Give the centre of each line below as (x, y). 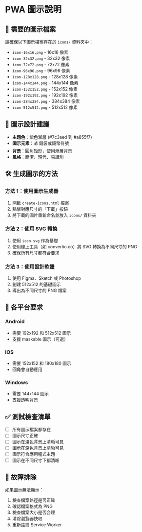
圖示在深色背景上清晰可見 (38, 448)
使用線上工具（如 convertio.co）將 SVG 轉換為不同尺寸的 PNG (75, 246)
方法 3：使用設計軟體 (30, 266)
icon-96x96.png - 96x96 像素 (41, 71)
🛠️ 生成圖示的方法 (31, 174)
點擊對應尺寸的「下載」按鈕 (40, 209)
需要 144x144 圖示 (30, 394)
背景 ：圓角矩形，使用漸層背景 (42, 151)
